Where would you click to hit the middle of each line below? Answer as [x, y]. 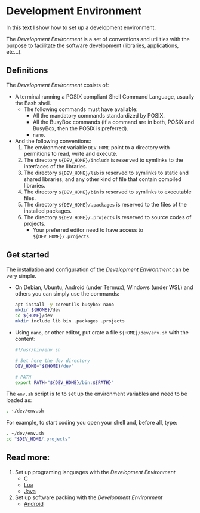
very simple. [21, 275]
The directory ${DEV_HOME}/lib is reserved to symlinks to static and [106, 173]
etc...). [14, 51]
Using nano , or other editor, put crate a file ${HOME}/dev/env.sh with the [102, 333]
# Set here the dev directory [53, 360]
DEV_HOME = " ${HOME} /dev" [44, 366]
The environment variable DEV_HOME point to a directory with [97, 147]
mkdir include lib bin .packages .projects [70, 321]
